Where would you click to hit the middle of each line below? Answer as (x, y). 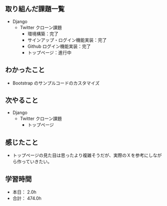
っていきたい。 (37, 162)
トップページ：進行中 (49, 52)
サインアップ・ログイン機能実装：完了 (67, 40)
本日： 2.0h (24, 192)
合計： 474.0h (27, 198)
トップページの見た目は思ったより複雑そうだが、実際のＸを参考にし (82, 155)
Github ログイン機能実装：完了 (59, 46)
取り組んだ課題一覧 (35, 9)
